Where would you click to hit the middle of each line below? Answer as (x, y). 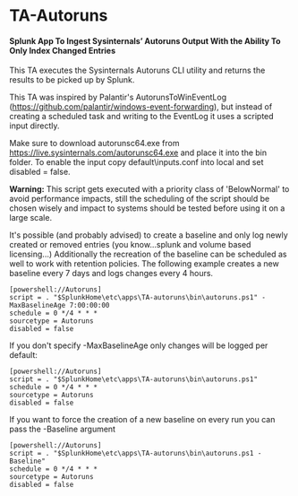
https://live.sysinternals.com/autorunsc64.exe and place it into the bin (138, 152)
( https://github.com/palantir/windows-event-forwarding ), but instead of (141, 107)
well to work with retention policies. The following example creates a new (144, 264)
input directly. (34, 126)
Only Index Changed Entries (63, 50)
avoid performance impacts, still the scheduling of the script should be (140, 199)
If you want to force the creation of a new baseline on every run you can (142, 420)
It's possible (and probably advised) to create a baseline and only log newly (149, 235)
